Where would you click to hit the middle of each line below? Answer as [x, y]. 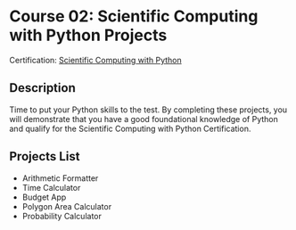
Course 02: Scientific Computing [134, 16]
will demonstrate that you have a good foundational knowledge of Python [144, 119]
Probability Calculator [62, 216]
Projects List [45, 156]
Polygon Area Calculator [67, 206]
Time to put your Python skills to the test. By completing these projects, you [148, 110]
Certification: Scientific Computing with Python [95, 60]
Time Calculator [51, 187]
